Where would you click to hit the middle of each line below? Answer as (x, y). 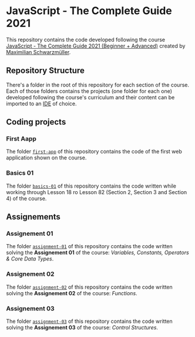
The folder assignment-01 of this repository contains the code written (90, 246)
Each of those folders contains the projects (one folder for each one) (89, 91)
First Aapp (21, 139)
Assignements (33, 217)
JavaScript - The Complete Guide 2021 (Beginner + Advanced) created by (96, 46)
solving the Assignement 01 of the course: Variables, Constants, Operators (97, 253)
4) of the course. (26, 198)
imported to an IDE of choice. (42, 104)
